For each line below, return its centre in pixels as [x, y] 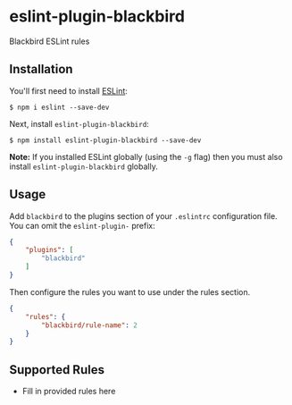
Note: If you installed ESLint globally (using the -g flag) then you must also [146, 156]
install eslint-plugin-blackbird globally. [83, 166]
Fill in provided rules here [69, 392]
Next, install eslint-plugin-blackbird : [79, 123]
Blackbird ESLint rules [50, 41]
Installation [41, 69]
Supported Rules [57, 370]
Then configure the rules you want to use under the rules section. [130, 291]
